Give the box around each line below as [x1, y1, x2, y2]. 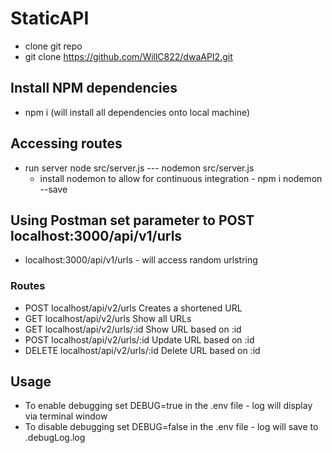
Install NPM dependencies [10, 80, 178, 97]
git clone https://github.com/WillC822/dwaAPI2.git [24, 50, 233, 62]
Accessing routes [10, 135, 123, 152]
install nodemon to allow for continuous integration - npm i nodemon [39, 172, 323, 184]
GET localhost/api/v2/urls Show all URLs [24, 312, 192, 324]
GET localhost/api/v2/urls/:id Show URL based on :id [24, 323, 242, 335]
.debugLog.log [24, 432, 86, 444]
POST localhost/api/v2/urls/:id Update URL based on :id [24, 333, 255, 346]
